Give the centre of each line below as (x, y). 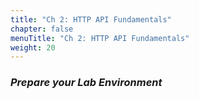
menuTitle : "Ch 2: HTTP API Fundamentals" (100, 38)
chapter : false (42, 29)
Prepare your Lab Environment (86, 83)
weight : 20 (33, 47)
